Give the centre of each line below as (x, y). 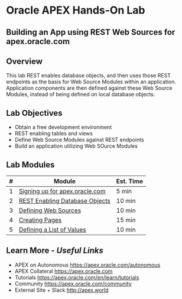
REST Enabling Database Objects (65, 201)
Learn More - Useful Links (55, 251)
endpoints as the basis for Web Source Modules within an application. (91, 82)
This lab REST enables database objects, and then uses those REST (89, 76)
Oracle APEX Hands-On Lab (76, 10)
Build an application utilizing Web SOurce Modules (76, 146)
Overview (25, 61)
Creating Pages (40, 220)
